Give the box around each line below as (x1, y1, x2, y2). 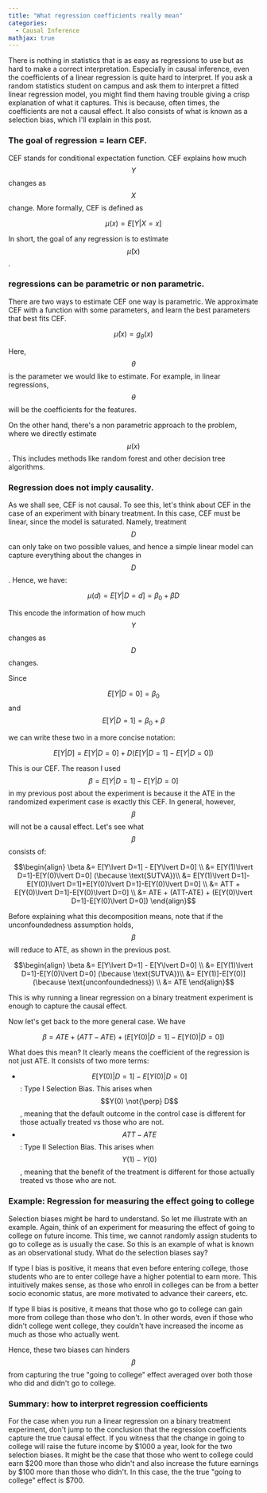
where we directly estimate (8, 428, 97, 438)
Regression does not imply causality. (8, 481, 154, 493)
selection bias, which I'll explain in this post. (8, 115, 152, 124)
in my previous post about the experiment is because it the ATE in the (8, 788, 236, 798)
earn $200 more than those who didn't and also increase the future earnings (8, 1458, 259, 1467)
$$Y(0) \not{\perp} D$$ (100, 1097, 179, 1106)
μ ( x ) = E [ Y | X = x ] (105, 218, 162, 228)
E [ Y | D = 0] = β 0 (106, 689, 161, 700)
